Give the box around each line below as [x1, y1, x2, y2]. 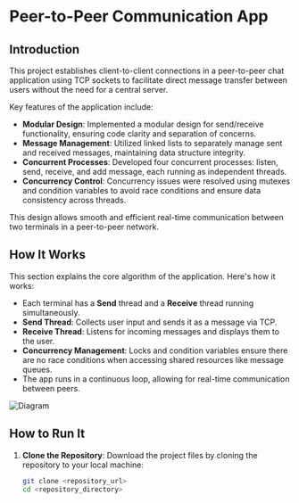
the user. [21, 335, 55, 346]
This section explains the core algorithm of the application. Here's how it [9, 270, 276, 282]
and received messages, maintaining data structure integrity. [21, 147, 245, 158]
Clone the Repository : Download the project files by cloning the [21, 449, 258, 460]
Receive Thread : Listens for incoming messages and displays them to [21, 326, 279, 336]
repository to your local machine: [21, 459, 145, 470]
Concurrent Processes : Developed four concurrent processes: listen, [21, 157, 278, 167]
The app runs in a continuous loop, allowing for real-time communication [21, 373, 290, 384]
